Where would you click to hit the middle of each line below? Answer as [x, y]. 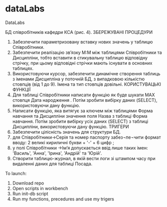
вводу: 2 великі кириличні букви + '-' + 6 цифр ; [63, 142]
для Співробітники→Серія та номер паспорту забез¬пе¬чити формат [86, 137]
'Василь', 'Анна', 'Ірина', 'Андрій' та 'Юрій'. [57, 153]
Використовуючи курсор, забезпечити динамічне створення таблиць [86, 73]
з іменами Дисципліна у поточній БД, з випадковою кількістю [79, 79]
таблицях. [23, 68]
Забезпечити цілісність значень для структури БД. [67, 132]
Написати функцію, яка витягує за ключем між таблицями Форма [83, 111]
